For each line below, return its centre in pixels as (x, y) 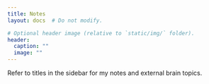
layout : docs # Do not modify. (55, 20)
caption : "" (32, 47)
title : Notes (27, 14)
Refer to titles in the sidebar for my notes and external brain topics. (105, 73)
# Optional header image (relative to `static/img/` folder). (101, 33)
